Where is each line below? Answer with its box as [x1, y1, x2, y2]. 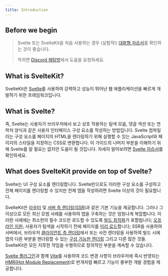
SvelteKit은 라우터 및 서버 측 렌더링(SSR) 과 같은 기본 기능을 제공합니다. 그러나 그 [5, 204, 163, 210]
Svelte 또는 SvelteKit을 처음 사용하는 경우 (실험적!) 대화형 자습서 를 [17, 40, 148, 46]
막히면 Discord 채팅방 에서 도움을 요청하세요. [17, 57, 105, 63]
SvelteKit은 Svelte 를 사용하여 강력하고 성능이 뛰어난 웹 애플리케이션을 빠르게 [5, 86, 155, 92]
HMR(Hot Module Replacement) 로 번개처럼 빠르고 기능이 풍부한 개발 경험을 [5, 259, 155, 265]
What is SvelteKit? [5, 71, 64, 80]
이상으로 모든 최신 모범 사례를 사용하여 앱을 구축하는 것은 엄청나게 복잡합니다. [5, 211, 156, 217]
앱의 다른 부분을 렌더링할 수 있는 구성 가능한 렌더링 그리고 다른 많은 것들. [5, 236, 147, 242]
